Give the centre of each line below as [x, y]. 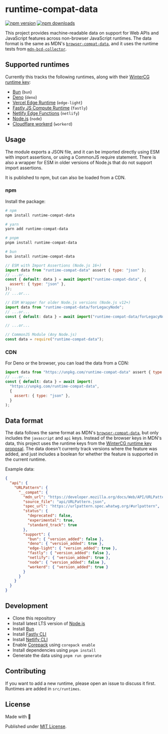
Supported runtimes [37, 65]
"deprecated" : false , [50, 516]
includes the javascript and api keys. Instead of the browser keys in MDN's [83, 438]
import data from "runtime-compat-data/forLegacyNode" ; [64, 307]
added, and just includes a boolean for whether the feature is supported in [82, 454]
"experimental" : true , [51, 521]
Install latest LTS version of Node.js [49, 623]
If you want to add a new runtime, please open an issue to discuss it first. [80, 683]
